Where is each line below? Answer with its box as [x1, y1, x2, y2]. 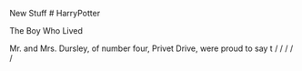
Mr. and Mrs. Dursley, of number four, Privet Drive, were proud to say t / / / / [9, 43, 294, 54]
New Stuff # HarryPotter [9, 8, 101, 18]
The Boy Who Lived [9, 25, 84, 35]
